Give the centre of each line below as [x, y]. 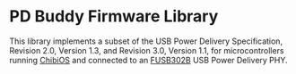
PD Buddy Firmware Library [114, 16]
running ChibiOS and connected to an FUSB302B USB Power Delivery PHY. [149, 60]
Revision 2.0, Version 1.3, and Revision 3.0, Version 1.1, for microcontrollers [147, 50]
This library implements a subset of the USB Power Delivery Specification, [146, 41]
